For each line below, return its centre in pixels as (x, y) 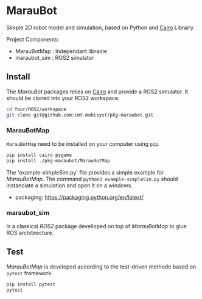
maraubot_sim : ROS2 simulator (54, 57)
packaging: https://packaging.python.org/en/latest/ (79, 197)
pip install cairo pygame (39, 155)
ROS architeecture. (30, 232)
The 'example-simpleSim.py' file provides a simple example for (85, 172)
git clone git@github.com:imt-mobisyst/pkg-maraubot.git (80, 115)
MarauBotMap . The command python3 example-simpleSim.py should (92, 179)
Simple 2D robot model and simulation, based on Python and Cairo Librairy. (101, 27)
